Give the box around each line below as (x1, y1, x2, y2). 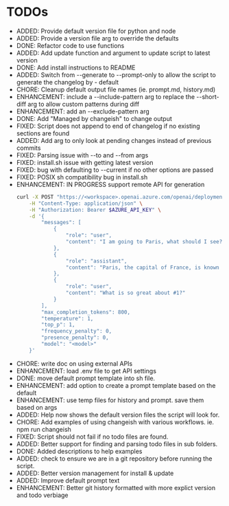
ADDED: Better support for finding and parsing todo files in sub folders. (16, 439, 218, 448)
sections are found (16, 129, 70, 137)
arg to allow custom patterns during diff (27, 100, 140, 108)
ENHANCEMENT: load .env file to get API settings (16, 366, 157, 375)
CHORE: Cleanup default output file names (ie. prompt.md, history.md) (16, 85, 216, 93)
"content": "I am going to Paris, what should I (65, 239, 207, 245)
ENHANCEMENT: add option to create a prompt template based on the (16, 381, 216, 389)
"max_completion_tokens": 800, (41, 309, 131, 316)
